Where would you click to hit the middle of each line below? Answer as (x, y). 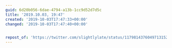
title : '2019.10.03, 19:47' (35, 15)
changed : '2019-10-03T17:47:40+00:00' (47, 24)
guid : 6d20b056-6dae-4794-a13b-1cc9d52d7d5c (53, 10)
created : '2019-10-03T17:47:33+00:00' (47, 19)
